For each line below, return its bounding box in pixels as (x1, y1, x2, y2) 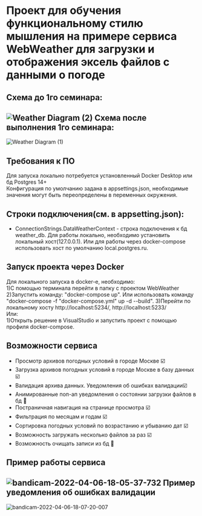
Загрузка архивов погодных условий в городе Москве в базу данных (15, 366, 195, 373)
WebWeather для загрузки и (6, 42, 155, 56)
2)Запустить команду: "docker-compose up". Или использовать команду (6, 290, 194, 298)
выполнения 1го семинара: (6, 122, 115, 132)
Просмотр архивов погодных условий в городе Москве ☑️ (15, 357, 165, 364)
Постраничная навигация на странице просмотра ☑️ (15, 404, 151, 411)
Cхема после (94, 113, 147, 123)
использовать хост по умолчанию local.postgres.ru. (15, 244, 148, 252)
